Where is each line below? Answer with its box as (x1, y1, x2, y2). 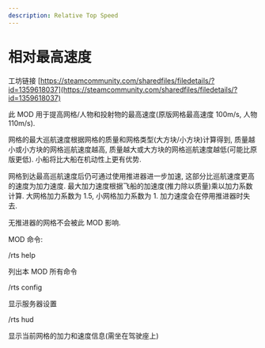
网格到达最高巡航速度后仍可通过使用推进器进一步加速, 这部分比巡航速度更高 (8, 171, 255, 180)
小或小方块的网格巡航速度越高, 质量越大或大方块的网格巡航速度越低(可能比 (8, 144, 251, 154)
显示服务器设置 (8, 298, 57, 308)
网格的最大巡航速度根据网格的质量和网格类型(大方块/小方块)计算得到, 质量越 (8, 134, 256, 144)
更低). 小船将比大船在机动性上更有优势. (14, 154, 142, 164)
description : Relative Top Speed (8, 11, 119, 20)
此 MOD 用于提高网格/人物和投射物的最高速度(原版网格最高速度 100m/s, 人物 (8, 109, 258, 119)
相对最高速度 (8, 48, 93, 66)
